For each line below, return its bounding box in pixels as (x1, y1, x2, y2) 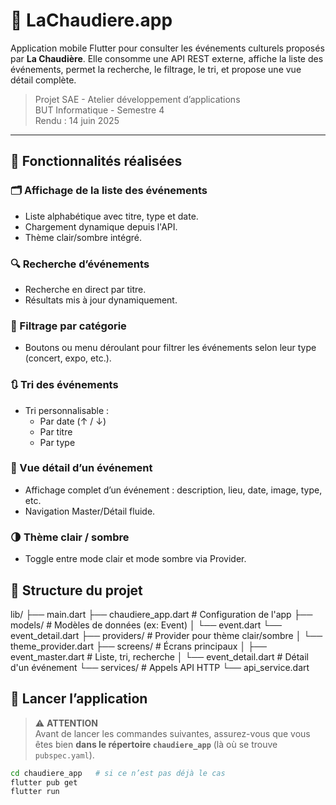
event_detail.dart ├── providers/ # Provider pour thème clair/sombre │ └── (10, 629, 323, 641)
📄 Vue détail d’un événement (10, 461, 153, 475)
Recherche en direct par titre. (24, 283, 147, 295)
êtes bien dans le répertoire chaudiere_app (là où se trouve (34, 738, 278, 750)
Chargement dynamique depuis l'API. (24, 220, 178, 233)
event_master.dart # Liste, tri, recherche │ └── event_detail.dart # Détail (10, 650, 309, 663)
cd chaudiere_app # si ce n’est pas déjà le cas (10, 768, 226, 778)
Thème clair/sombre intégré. (24, 231, 142, 243)
